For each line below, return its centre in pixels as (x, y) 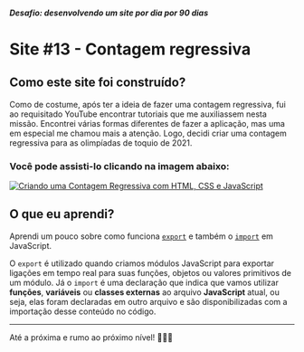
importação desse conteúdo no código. (83, 311)
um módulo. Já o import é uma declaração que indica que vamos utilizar (144, 282)
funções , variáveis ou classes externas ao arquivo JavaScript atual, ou (145, 292)
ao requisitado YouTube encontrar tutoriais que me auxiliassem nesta (138, 114)
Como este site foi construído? (98, 83)
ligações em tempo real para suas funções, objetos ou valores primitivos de (151, 272)
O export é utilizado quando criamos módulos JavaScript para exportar (142, 263)
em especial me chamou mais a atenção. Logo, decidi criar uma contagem (148, 133)
